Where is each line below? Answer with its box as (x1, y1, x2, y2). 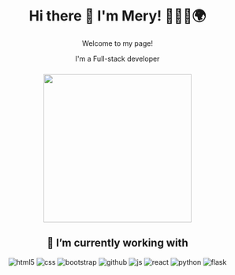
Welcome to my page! (82, 38, 153, 48)
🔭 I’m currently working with (47, 236, 188, 250)
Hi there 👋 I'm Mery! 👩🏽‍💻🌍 (28, 7, 207, 25)
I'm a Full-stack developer (75, 54, 160, 63)
